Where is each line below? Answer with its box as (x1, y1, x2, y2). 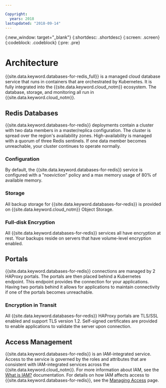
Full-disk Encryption (5, 219, 55, 226)
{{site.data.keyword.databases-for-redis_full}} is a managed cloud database (5, 73, 161, 79)
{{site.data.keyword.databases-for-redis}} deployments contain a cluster (5, 122, 154, 128)
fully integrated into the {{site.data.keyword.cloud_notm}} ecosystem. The (5, 84, 157, 90)
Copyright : (5, 11, 28, 16)
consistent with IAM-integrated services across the (5, 361, 110, 367)
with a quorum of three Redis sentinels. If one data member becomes (5, 138, 147, 144)
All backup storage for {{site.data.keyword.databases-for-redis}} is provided (5, 201, 162, 207)
